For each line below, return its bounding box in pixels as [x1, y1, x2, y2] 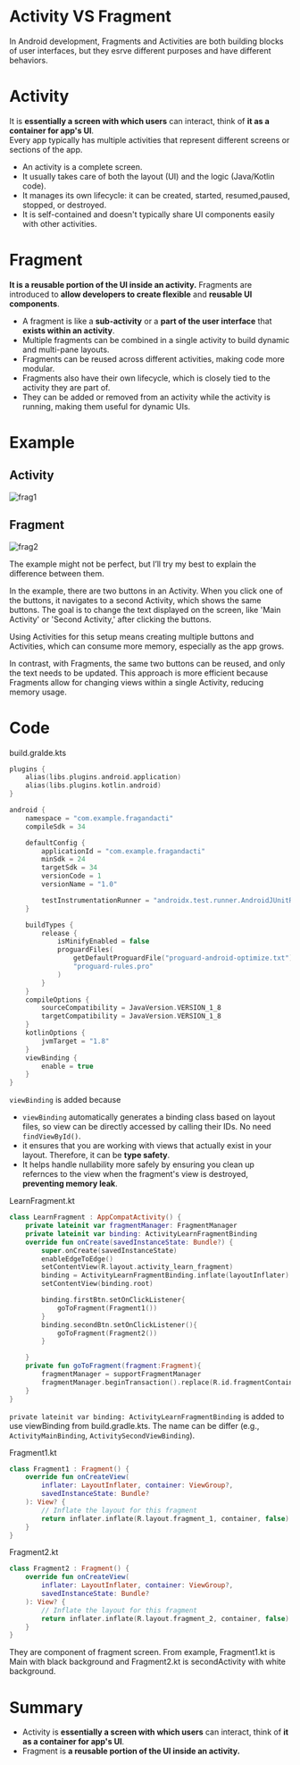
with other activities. [21, 218, 97, 229]
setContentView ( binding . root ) [41, 1280, 154, 1289]
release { [41, 929, 78, 937]
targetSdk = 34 [41, 863, 98, 872]
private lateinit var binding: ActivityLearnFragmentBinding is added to [9, 1410, 285, 1422]
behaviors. [9, 55, 49, 65]
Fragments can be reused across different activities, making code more [21, 353, 286, 364]
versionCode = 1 [41, 871, 102, 881]
